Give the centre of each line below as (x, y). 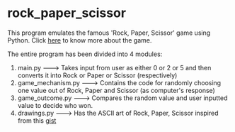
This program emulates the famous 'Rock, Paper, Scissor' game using (109, 33)
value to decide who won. (55, 105)
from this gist (37, 120)
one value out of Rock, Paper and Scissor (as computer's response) (116, 90)
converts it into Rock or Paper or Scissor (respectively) (97, 75)
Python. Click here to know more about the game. (80, 40)
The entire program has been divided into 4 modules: (85, 54)
